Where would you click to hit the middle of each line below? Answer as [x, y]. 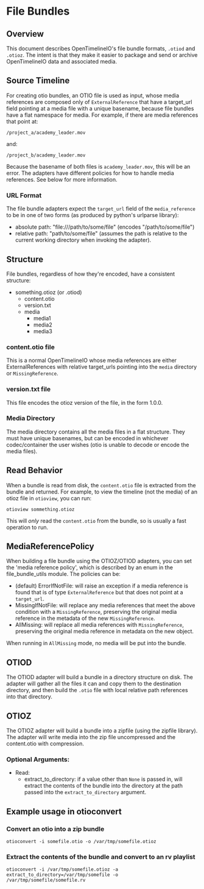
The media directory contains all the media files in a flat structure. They [96, 432]
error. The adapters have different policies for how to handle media [90, 173]
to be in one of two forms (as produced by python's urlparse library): [93, 215]
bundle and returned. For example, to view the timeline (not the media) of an [102, 492]
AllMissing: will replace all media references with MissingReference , [100, 625]
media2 [43, 325]
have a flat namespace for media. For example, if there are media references [102, 115]
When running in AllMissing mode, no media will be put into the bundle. [97, 643]
